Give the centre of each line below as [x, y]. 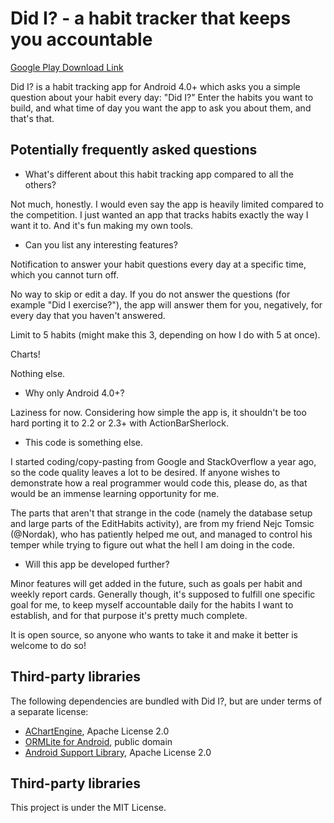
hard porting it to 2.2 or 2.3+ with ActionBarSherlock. [119, 423]
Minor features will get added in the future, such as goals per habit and [156, 583]
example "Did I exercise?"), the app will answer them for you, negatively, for [166, 304]
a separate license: [49, 711]
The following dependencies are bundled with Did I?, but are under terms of [166, 701]
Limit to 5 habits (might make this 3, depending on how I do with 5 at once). [165, 334]
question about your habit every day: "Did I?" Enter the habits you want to [162, 97]
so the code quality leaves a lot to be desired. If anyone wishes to [145, 472]
